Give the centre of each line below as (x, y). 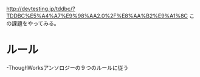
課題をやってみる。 (35, 23)
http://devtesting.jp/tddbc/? (41, 9)
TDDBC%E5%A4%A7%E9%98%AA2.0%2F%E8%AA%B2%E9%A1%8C (97, 16)
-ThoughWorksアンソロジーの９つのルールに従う (67, 67)
